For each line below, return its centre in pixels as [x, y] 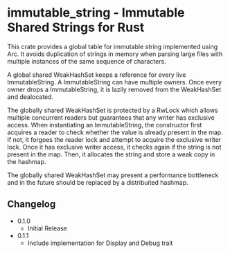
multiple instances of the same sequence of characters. [87, 61]
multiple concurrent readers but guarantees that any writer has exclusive [111, 117]
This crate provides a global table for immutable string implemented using [113, 46]
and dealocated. [30, 97]
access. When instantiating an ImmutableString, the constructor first [105, 125]
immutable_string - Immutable [96, 13]
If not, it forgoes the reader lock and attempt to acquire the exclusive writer [114, 139]
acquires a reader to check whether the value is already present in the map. [115, 132]
